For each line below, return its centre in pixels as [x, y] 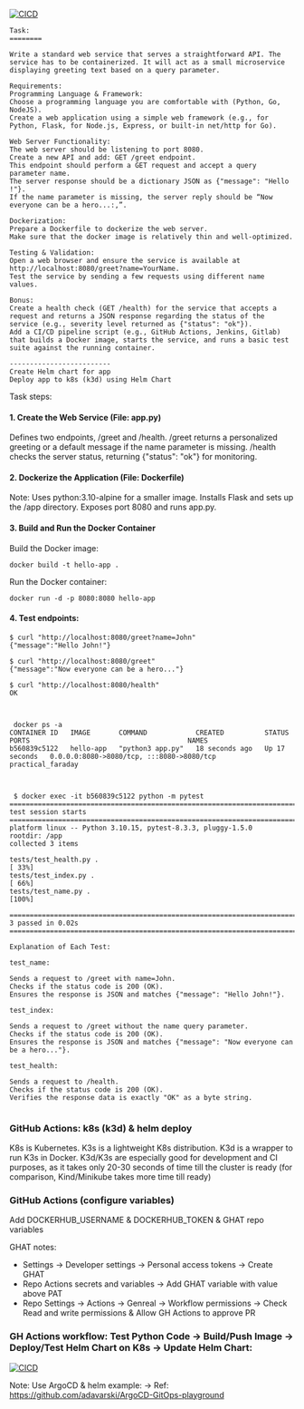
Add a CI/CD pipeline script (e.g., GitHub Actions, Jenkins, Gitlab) [145, 332]
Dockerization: [38, 221]
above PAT [43, 1294]
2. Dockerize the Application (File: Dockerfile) [97, 477]
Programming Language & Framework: [76, 94]
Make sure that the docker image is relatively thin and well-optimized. [152, 237]
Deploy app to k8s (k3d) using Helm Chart [90, 380]
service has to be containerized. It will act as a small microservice [147, 63]
